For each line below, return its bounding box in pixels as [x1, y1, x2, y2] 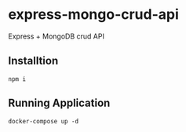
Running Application [8, 97, 111, 110]
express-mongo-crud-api [8, 5, 179, 24]
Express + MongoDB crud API [8, 31, 104, 41]
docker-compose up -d [8, 117, 79, 125]
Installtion [8, 54, 59, 68]
